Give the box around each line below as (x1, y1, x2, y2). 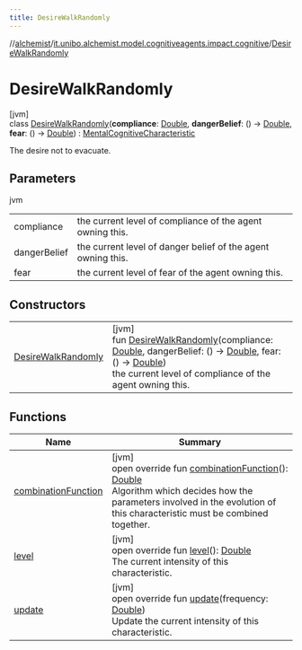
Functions (9, 409, 67, 425)
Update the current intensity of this (111, 615, 259, 627)
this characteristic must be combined (111, 507, 269, 519)
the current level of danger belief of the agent (76, 241, 270, 253)
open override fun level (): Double (111, 544, 252, 557)
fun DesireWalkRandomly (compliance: (111, 334, 274, 347)
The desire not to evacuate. (9, 145, 111, 155)
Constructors (9, 297, 86, 312)
